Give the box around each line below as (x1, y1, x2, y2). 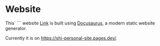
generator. (5, 25, 27, 31)
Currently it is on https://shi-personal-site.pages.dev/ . (5, 35, 117, 41)
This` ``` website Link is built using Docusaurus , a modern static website (5, 20, 155, 26)
